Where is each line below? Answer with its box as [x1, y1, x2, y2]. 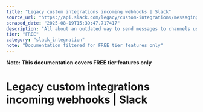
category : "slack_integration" [6, 37, 85, 43]
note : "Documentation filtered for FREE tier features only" [6, 43, 164, 49]
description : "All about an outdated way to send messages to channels [6, 25, 190, 32]
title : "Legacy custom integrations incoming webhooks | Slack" [6, 8, 172, 15]
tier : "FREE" [6, 31, 39, 37]
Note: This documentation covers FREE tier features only [6, 58, 152, 66]
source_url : [6, 14, 36, 20]
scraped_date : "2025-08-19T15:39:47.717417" [6, 20, 120, 26]
